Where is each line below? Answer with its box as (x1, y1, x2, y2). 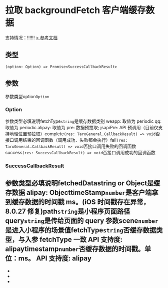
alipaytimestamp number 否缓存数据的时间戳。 (5, 245, 145, 253)
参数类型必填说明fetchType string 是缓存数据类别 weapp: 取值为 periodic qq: (5, 118, 161, 124)
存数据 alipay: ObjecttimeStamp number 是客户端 (5, 188, 152, 197)
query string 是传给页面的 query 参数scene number (5, 216, 158, 225)
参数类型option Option (5, 93, 49, 99)
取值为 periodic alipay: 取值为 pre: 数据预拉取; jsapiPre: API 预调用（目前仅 (5, 124, 158, 130)
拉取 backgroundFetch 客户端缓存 (5, 5, 146, 16)
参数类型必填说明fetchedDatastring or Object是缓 (5, 179, 160, 188)
